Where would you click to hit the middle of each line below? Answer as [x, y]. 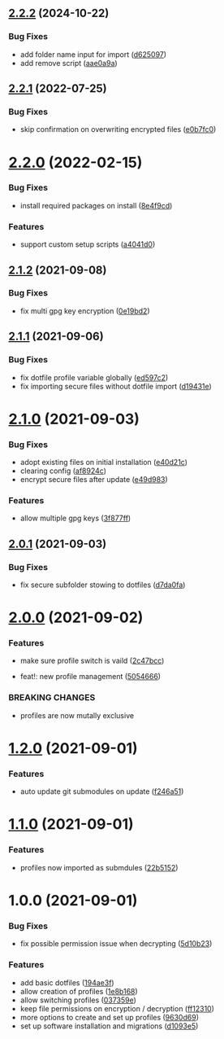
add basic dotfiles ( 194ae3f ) [67, 982]
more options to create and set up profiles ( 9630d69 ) [109, 1017]
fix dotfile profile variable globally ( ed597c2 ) [94, 377]
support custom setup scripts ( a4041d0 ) [88, 244]
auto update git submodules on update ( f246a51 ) [102, 791]
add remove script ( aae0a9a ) [69, 63]
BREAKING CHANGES [52, 698]
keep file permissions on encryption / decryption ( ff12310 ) [117, 1008]
